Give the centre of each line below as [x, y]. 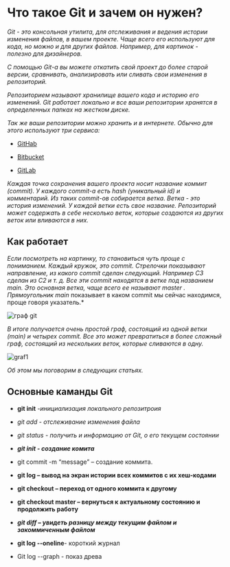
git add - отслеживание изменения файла [79, 422]
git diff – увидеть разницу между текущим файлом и [97, 522]
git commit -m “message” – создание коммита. [85, 462]
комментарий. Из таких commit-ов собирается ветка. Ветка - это [104, 198]
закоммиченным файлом [56, 529]
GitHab [27, 143]
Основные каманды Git [60, 392]
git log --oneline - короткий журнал [68, 543]
